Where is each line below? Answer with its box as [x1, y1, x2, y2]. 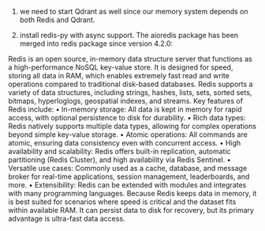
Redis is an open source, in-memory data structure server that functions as [8, 55, 252, 63]
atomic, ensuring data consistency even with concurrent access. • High [8, 138, 241, 147]
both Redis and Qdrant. [19, 15, 95, 25]
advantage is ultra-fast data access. [8, 214, 125, 223]
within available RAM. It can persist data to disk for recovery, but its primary [8, 206, 255, 214]
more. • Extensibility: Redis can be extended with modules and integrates [8, 180, 247, 189]
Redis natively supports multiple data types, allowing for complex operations [8, 122, 256, 131]
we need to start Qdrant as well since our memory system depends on [19, 7, 248, 16]
